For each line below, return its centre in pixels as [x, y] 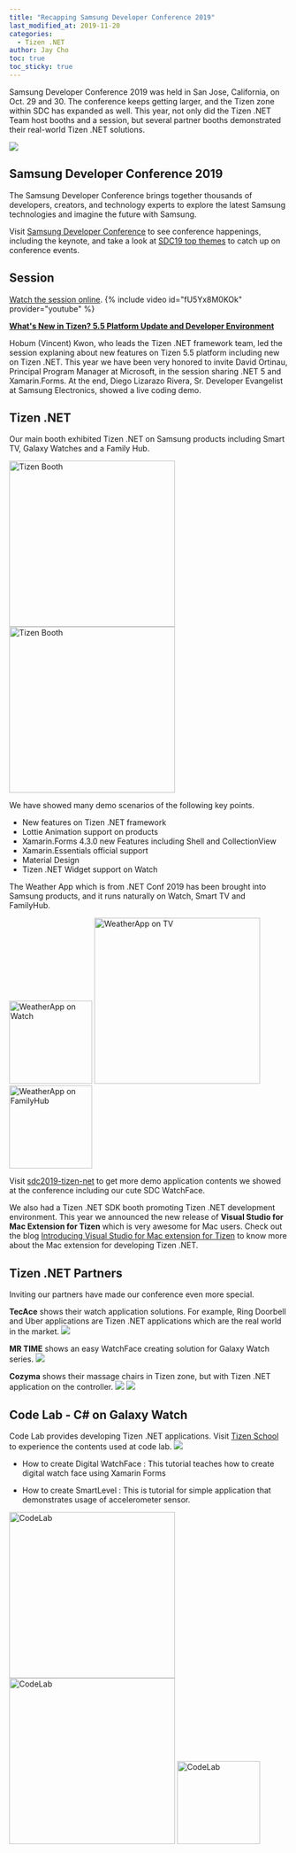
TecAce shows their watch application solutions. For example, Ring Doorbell [148, 1312]
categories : [31, 34]
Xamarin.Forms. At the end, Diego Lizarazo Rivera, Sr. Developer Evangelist [146, 381]
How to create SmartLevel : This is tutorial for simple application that [146, 1490]
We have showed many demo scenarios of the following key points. [132, 806]
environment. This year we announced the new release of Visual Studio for [147, 1217]
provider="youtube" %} [52, 309]
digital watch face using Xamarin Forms [94, 1473]
